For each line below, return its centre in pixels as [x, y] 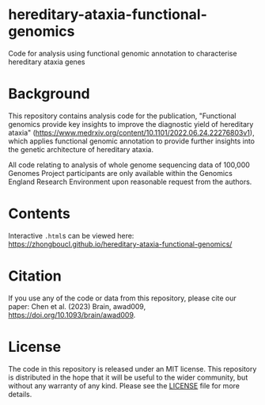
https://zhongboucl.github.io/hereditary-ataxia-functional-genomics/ [120, 244]
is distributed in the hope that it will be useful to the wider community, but [128, 377]
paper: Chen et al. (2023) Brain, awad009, [77, 306]
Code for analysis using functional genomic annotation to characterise [123, 53]
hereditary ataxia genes [47, 62]
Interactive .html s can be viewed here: [71, 235]
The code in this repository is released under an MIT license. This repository [132, 369]
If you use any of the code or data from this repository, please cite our [122, 298]
